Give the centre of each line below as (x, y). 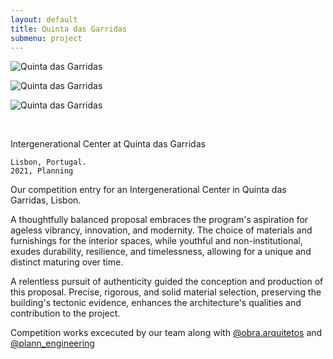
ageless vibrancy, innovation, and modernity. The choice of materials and (161, 230)
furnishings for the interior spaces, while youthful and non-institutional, (156, 241)
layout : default (44, 19)
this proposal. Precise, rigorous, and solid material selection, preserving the (166, 292)
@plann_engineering (52, 343)
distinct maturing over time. (67, 262)
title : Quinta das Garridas (69, 29)
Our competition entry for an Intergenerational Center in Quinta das (148, 190)
